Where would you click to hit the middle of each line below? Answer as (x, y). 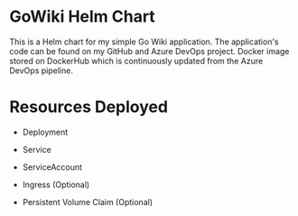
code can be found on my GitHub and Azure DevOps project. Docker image (149, 51)
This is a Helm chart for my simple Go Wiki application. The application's (144, 42)
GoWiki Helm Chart (82, 17)
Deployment (45, 132)
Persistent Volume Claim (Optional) (88, 202)
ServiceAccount (52, 167)
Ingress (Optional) (56, 184)
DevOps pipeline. (42, 70)
